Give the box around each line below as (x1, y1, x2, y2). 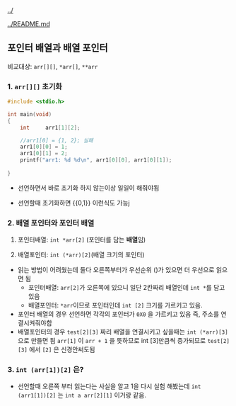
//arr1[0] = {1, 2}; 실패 (20, 137, 93, 144)
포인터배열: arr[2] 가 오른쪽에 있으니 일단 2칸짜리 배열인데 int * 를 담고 (28, 283, 225, 292)
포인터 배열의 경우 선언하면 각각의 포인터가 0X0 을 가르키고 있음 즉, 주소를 (17, 310, 220, 318)
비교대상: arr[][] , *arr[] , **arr (7, 62, 98, 70)
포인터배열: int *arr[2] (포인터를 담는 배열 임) (17, 235, 146, 244)
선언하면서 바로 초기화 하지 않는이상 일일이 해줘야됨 (17, 184, 160, 192)
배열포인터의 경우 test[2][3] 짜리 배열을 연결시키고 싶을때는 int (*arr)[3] (17, 327, 228, 336)
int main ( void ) (7, 111, 52, 118)
